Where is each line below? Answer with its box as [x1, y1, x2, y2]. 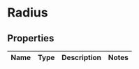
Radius [7, 5, 48, 21]
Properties [7, 32, 54, 44]
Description [61, 53, 101, 62]
